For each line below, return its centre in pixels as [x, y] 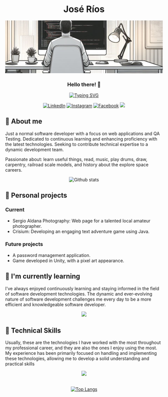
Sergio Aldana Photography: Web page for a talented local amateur [81, 221]
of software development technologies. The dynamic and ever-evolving [79, 294]
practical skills [20, 364]
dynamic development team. [34, 150]
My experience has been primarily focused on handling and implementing [81, 353]
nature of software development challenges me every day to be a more [78, 299]
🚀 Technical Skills [33, 330]
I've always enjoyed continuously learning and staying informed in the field [82, 288]
